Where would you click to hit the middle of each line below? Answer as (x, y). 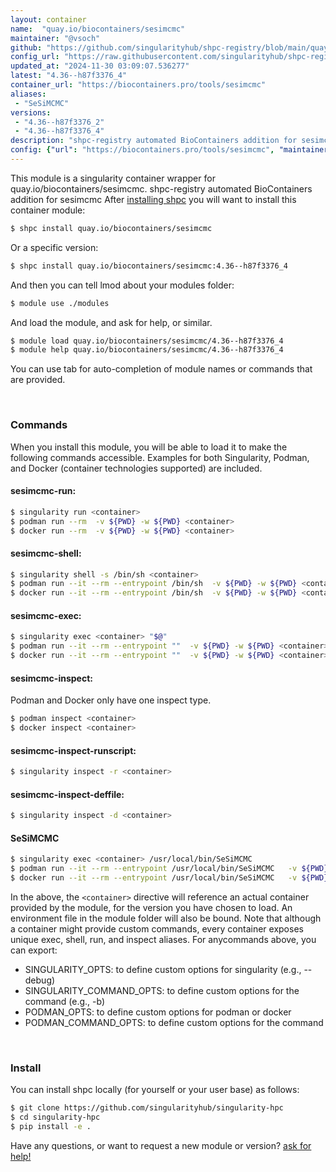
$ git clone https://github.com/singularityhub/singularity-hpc (147, 1108)
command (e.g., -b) (65, 1001)
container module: (48, 210)
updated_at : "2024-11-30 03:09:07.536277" (100, 66)
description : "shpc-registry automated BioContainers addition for (154, 141)
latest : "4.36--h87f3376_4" (69, 76)
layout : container (48, 19)
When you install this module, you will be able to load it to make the (149, 447)
